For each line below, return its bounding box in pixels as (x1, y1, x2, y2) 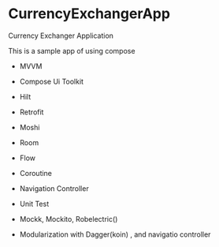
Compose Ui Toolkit (19, 77, 84, 86)
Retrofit (19, 107, 44, 117)
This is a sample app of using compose (8, 46, 135, 55)
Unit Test (19, 199, 50, 208)
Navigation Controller (19, 183, 89, 193)
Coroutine (19, 168, 53, 178)
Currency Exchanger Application (8, 31, 114, 40)
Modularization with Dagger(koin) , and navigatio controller (19, 230, 211, 239)
